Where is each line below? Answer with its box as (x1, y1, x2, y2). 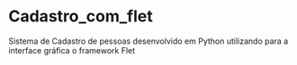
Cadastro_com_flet (8, 6, 154, 27)
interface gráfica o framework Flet (8, 45, 136, 55)
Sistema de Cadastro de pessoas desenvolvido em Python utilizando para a (8, 36, 289, 46)
